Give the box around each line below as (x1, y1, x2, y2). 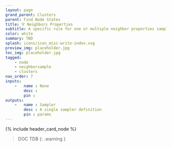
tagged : (5, 55, 22, 60)
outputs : (5, 97, 24, 103)
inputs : (5, 79, 22, 84)
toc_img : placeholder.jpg (5, 50, 60, 55)
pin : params (24, 112, 52, 117)
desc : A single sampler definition (24, 107, 102, 112)
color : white (5, 31, 33, 36)
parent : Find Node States (5, 17, 60, 22)
